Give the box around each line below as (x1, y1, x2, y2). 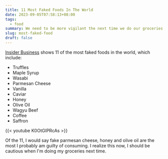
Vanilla (12, 86, 27, 92)
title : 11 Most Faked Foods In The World (5, 7, 94, 13)
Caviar (12, 91, 27, 97)
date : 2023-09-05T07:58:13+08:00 (5, 12, 75, 17)
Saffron (12, 118, 29, 124)
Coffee (12, 112, 27, 118)
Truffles (12, 64, 29, 70)
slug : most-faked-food (5, 31, 53, 36)
